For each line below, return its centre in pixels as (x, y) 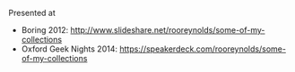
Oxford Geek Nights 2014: (69, 49)
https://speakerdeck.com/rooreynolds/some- (203, 49)
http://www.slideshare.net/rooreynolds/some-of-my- (168, 30)
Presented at (32, 13)
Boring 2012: (45, 30)
